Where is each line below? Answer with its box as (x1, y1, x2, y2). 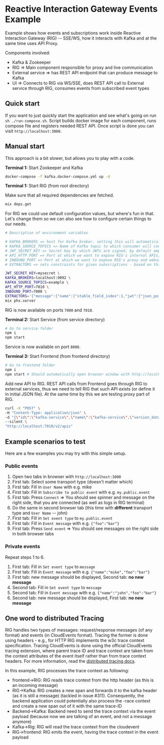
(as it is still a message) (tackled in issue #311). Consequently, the (12, 693, 144, 699)
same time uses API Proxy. (5, 40, 59, 46)
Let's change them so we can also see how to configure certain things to (5, 216, 152, 222)
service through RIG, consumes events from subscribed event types (12, 85, 150, 91)
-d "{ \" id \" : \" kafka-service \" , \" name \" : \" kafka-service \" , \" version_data (5, 415, 161, 420)
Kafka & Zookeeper (12, 59, 51, 65)
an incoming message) (12, 682, 59, 688)
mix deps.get (5, 202, 32, 207)
